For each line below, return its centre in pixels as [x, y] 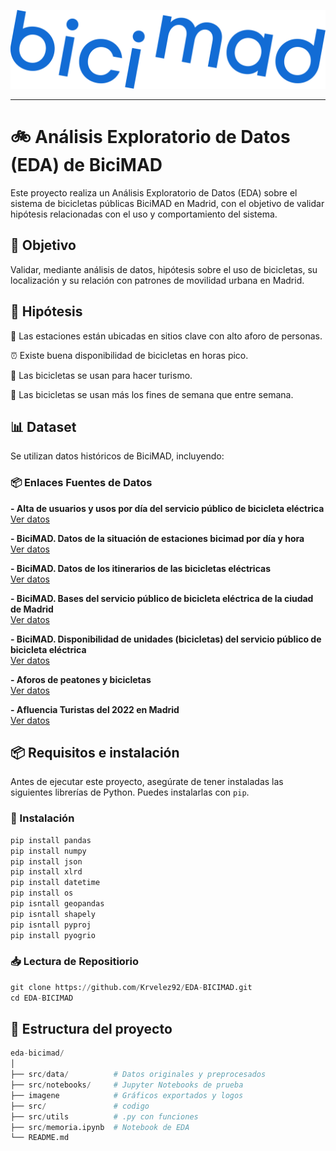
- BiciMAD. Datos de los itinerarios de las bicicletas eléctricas [140, 568]
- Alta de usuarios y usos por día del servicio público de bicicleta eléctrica [167, 508]
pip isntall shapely [53, 914]
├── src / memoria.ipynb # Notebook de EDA [100, 1127]
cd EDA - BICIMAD [42, 998]
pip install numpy [48, 851]
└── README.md [40, 1138]
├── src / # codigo [80, 1106]
